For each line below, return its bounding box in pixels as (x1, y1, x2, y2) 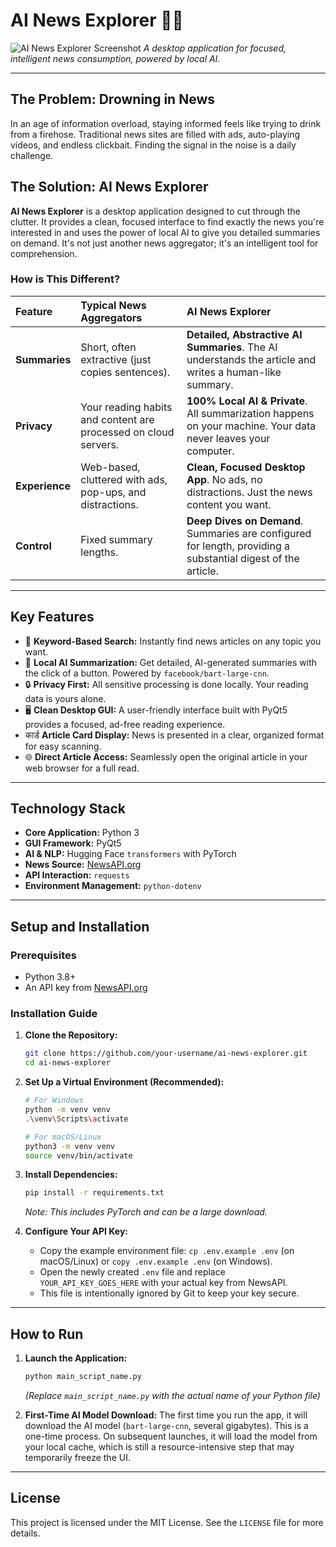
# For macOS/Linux (24, 1132, 102, 1142)
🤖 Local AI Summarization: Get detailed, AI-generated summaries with (24, 656, 318, 668)
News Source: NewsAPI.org (24, 859, 142, 871)
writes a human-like (186, 365, 282, 379)
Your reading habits (80, 400, 173, 414)
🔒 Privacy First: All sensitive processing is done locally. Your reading (24, 678, 309, 690)
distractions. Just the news (186, 485, 313, 499)
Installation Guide (10, 1007, 98, 1021)
